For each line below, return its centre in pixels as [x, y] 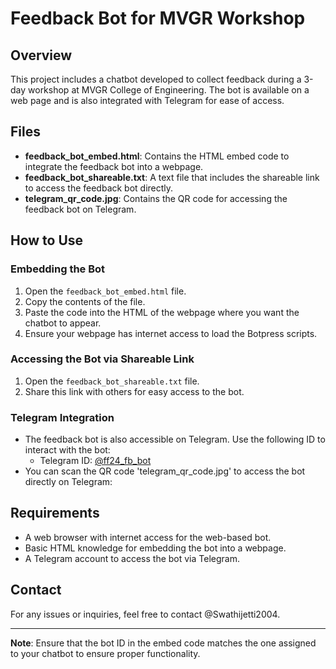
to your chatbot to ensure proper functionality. [105, 653]
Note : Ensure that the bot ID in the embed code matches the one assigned [163, 643]
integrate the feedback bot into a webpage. [114, 166]
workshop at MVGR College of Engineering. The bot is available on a [169, 90]
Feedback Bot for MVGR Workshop [158, 18]
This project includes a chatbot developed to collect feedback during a [156, 79]
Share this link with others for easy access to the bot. [134, 391]
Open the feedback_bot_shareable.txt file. [112, 381]
